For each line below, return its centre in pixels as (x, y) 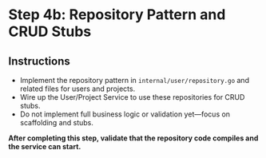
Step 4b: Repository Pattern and (117, 15)
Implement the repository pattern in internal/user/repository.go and (135, 80)
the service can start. (45, 146)
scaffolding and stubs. (57, 122)
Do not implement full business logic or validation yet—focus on (125, 114)
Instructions (39, 61)
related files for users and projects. (77, 89)
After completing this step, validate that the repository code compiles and (133, 138)
